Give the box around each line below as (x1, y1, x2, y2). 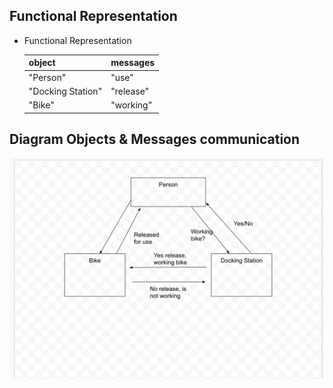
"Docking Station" (28, 85, 103, 97)
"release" (110, 85, 150, 97)
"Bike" (28, 99, 55, 111)
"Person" (28, 71, 67, 83)
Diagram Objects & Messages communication (9, 130, 301, 148)
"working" (110, 99, 153, 111)
